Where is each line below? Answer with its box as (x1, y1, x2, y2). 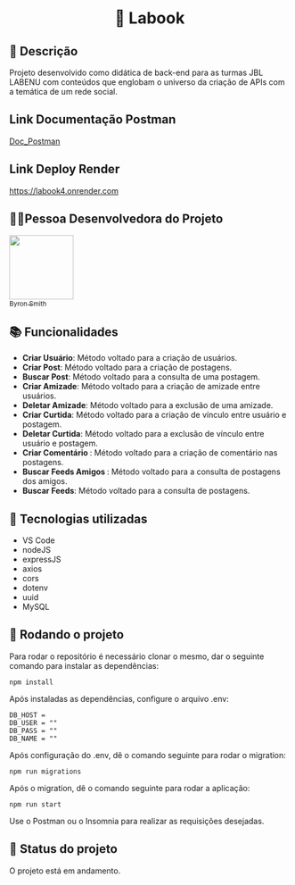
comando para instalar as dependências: (9, 660, 159, 671)
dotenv (21, 582, 49, 593)
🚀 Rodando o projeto (9, 627, 125, 642)
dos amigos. (21, 476, 69, 487)
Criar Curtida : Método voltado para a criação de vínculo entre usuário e (21, 410, 287, 421)
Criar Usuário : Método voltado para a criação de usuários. (21, 353, 238, 363)
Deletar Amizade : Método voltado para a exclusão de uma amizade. (21, 400, 274, 411)
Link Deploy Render (9, 162, 120, 177)
